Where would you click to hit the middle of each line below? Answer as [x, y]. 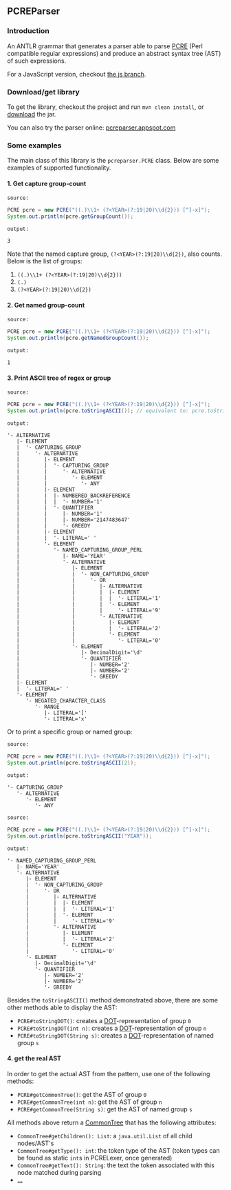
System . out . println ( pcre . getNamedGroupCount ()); [78, 338]
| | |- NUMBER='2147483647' [73, 520]
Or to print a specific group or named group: [70, 732]
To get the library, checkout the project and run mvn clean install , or [106, 107]
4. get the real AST [34, 1058]
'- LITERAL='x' [66, 719]
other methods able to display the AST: [62, 1007]
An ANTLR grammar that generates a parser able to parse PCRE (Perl [105, 46]
